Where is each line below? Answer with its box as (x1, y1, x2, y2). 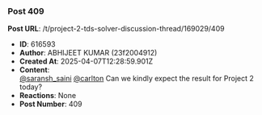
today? (19, 82, 42, 92)
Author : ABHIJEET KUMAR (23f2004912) (19, 48, 158, 58)
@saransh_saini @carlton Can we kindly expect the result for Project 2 (19, 74, 254, 84)
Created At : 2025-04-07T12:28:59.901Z (19, 56, 154, 66)
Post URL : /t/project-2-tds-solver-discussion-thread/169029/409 (7, 24, 225, 34)
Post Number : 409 (19, 99, 82, 109)
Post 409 (7, 6, 45, 17)
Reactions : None (19, 91, 77, 101)
